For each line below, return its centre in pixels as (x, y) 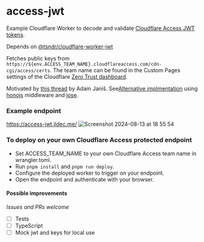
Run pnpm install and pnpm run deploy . (65, 166)
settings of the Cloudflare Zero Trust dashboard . (67, 76)
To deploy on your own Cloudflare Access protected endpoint (99, 140)
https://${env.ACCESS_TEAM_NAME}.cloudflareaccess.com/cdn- (84, 64)
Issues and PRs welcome (38, 207)
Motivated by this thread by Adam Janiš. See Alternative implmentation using (102, 88)
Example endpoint (34, 111)
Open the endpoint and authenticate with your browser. (84, 179)
